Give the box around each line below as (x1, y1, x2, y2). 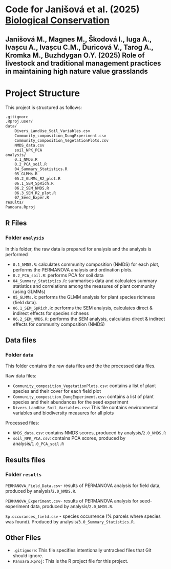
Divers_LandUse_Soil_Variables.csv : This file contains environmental (12, 405, 159, 411)
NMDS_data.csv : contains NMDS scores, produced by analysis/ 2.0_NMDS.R (12, 430, 166, 436)
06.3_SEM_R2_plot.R (14, 191, 56, 196)
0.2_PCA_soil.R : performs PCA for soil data (12, 272, 104, 278)
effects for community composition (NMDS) (12, 321, 105, 327)
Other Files (5, 534, 41, 542)
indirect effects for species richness (12, 310, 89, 316)
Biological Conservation (5, 14, 110, 26)
